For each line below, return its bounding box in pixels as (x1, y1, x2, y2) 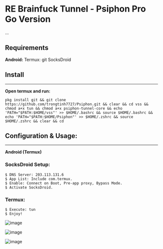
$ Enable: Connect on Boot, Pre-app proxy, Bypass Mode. (5, 181, 123, 186)
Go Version (5, 14, 51, 25)
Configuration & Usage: (5, 132, 78, 140)
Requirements (5, 44, 49, 52)
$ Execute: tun (5, 207, 36, 212)
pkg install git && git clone (5, 97, 66, 102)
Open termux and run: (5, 88, 50, 94)
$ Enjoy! (5, 211, 23, 216)
